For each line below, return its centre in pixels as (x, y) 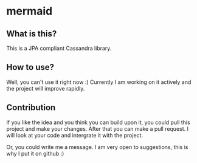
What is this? (32, 34)
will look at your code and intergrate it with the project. (75, 135)
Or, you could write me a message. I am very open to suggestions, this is (97, 147)
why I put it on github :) (35, 153)
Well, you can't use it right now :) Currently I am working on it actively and (99, 82)
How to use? (30, 67)
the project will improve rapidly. (46, 88)
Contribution (31, 108)
